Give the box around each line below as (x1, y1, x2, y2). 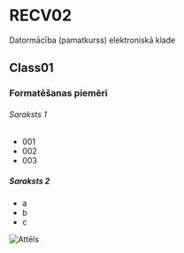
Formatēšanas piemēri (9, 87, 108, 99)
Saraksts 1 (9, 108, 47, 120)
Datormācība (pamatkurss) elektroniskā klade (9, 35, 176, 45)
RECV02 (9, 5, 73, 26)
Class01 (9, 60, 55, 75)
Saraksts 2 (9, 176, 50, 186)
